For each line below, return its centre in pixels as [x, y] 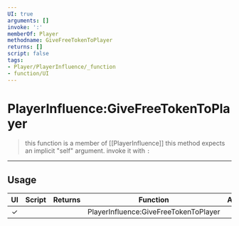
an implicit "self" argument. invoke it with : [87, 151]
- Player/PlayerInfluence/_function [62, 67]
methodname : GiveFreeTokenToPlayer [60, 41]
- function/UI [28, 73]
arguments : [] [28, 21]
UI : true [20, 14]
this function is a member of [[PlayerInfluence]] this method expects [125, 144]
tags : [15, 60]
